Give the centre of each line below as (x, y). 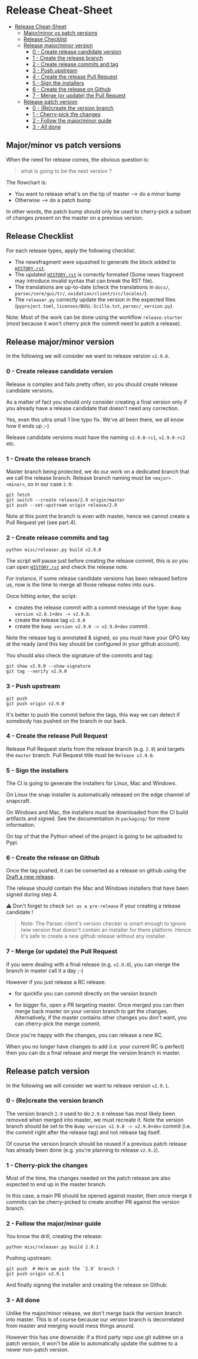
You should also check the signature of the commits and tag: (80, 655)
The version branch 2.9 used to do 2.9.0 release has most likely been (91, 1113)
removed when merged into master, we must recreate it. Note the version (95, 1120)
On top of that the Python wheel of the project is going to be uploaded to (94, 836)
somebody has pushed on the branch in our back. (67, 721)
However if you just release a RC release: (56, 982)
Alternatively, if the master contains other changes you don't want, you (101, 1017)
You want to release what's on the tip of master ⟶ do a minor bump (98, 194)
